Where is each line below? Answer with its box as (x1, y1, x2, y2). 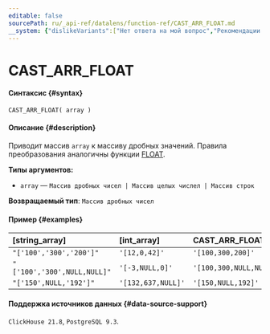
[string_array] (12, 234, 67, 246)
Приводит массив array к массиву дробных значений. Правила (8, 141, 227, 150)
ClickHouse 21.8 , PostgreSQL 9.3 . (8, 316, 119, 326)
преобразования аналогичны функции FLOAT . (8, 149, 166, 159)
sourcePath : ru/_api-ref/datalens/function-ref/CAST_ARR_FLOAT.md (8, 19, 235, 27)
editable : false (8, 11, 63, 20)
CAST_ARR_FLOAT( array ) (8, 106, 92, 114)
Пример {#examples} (8, 214, 83, 224)
